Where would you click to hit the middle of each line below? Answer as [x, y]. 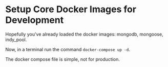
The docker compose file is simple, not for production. [63, 59]
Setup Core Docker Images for [71, 9]
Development [35, 20]
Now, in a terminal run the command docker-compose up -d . [68, 49]
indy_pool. [16, 40]
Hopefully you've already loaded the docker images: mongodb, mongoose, [84, 34]
